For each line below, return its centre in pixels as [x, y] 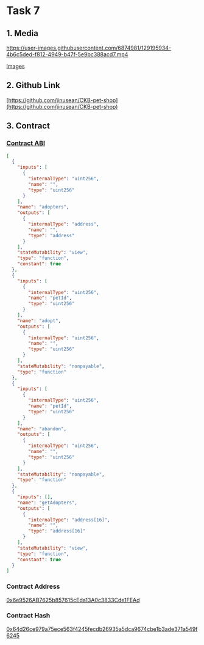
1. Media [22, 33]
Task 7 [23, 11]
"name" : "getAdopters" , [47, 503]
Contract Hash [28, 616]
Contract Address [33, 586]
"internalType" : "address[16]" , [69, 520]
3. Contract [28, 126]
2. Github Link [33, 85]
